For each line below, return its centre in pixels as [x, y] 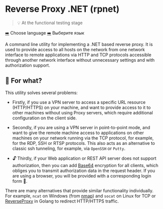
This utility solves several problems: [41, 93]
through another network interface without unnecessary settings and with [80, 60]
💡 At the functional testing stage [50, 23]
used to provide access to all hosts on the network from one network [75, 49]
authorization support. [28, 65]
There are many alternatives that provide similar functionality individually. [79, 190]
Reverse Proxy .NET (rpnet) [62, 9]
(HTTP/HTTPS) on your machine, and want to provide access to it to [81, 107]
